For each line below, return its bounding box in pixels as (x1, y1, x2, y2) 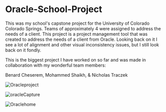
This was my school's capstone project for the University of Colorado (5, 20, 150, 26)
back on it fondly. (5, 47, 41, 53)
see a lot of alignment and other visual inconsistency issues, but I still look (5, 41, 159, 47)
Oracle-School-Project (5, 4, 102, 15)
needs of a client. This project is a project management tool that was (5, 31, 148, 37)
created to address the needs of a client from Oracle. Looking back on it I (5, 36, 157, 42)
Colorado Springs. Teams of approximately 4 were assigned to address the (5, 25, 161, 31)
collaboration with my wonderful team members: (5, 62, 106, 68)
